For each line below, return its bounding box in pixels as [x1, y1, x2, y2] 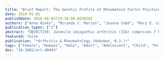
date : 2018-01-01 [5, 12, 41, 16]
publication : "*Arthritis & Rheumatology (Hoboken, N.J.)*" [5, 39, 130, 44]
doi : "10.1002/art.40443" [5, 47, 58, 52]
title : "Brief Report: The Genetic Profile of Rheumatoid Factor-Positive [5, 7, 161, 12]
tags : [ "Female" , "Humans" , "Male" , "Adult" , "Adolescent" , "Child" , [5, 43, 150, 48]
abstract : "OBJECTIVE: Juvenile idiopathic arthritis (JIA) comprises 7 [5, 30, 156, 34]
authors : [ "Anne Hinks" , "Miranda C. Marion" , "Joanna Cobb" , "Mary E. [5, 20, 154, 26]
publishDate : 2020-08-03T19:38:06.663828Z [5, 16, 93, 21]
